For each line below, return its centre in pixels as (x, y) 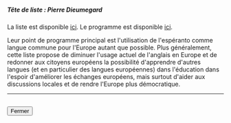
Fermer (20, 111)
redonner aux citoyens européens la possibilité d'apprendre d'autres (104, 62)
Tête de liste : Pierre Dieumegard (55, 10)
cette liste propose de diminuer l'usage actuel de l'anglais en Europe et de (112, 54)
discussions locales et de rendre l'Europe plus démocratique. (94, 84)
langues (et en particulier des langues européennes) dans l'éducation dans (113, 69)
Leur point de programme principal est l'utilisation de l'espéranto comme (110, 40)
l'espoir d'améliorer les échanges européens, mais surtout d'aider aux (106, 76)
